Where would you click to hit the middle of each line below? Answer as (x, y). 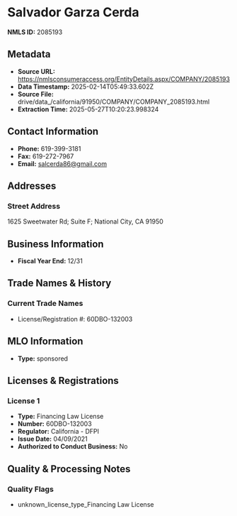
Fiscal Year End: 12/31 (50, 261)
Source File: (36, 94)
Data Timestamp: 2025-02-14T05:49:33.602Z (86, 87)
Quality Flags (31, 489)
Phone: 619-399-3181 (49, 148)
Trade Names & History (59, 284)
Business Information (56, 244)
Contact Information (53, 132)
